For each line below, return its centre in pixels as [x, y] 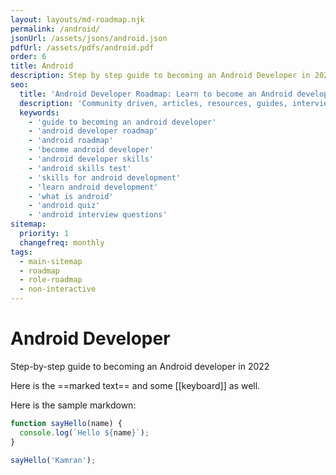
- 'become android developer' [91, 150]
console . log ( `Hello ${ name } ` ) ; [84, 432]
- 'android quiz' [64, 206]
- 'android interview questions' [98, 215]
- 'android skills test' [80, 168]
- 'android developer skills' [91, 159]
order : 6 [28, 57]
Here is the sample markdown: [73, 405]
